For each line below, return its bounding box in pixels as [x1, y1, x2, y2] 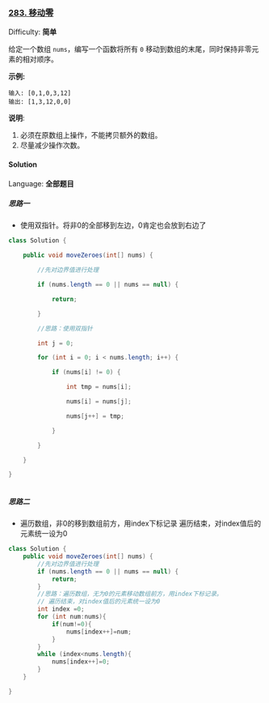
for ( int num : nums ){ [37, 613, 107, 621]
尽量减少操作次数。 [19, 140, 85, 151]
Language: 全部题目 [8, 178, 74, 188]
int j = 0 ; [37, 339, 74, 347]
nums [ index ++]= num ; [65, 628, 132, 636]
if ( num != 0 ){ [51, 620, 92, 628]
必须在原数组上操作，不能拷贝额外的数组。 [19, 130, 162, 140]
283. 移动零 [8, 6, 54, 18]
